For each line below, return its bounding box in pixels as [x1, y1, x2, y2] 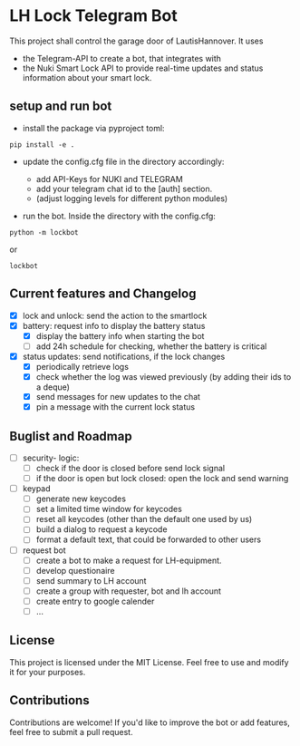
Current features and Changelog [9, 286, 197, 302]
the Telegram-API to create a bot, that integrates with [22, 53, 222, 63]
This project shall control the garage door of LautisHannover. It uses [9, 35, 264, 46]
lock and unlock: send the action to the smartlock [22, 310, 208, 321]
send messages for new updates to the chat [35, 392, 201, 402]
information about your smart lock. [22, 72, 152, 82]
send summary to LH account [35, 575, 147, 586]
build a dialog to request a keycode [35, 524, 168, 535]
